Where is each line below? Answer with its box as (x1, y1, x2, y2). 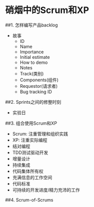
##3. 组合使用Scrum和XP (5, 120, 57, 126)
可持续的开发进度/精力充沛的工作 (12, 187, 80, 193)
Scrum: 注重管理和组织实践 (12, 131, 68, 137)
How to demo (19, 59, 48, 65)
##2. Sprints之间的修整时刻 (5, 99, 61, 105)
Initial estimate (19, 54, 50, 60)
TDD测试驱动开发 (12, 149, 48, 155)
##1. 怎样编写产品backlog (5, 22, 58, 28)
